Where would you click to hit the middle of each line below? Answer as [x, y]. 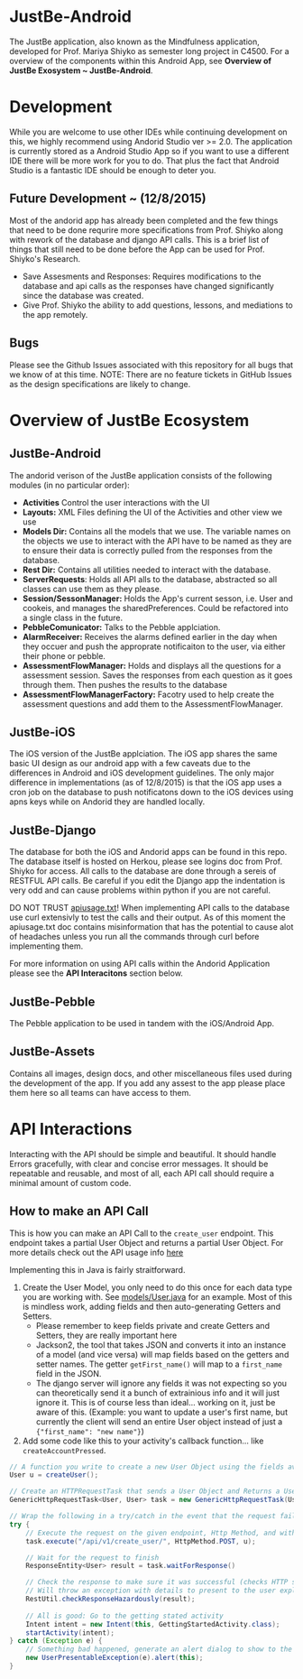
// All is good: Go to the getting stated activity [124, 1616]
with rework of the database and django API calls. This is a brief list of [139, 239]
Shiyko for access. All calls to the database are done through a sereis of [143, 871]
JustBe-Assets [52, 1052]
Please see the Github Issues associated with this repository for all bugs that [151, 365]
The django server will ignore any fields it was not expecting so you [161, 1383]
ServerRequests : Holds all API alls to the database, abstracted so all [150, 579]
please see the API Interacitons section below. [96, 973]
